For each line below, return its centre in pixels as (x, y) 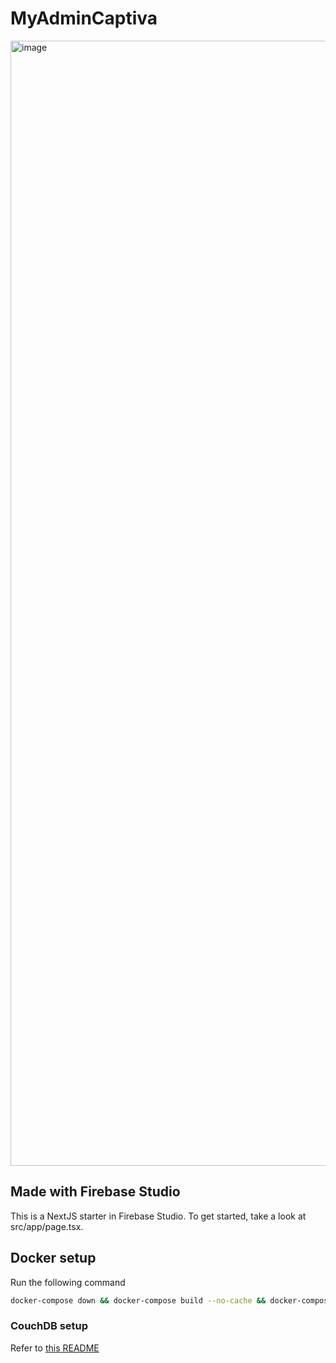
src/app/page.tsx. (47, 1226)
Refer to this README (55, 1348)
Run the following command (68, 1282)
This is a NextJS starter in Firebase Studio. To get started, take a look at (158, 1216)
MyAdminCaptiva (84, 18)
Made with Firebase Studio (95, 1192)
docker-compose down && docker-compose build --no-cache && (138, 1300)
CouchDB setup (49, 1326)
